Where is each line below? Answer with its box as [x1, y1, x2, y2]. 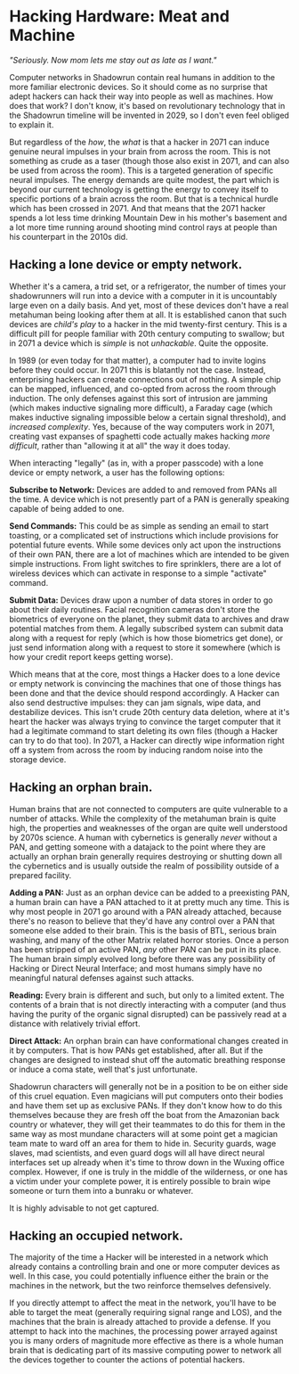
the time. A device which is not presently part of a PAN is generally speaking [9, 493, 290, 505]
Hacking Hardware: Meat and [9, 6, 230, 27]
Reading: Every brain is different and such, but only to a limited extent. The [9, 990, 285, 1000]
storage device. [9, 753, 67, 764]
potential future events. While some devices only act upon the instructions [9, 539, 282, 550]
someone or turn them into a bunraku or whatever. [9, 1185, 194, 1196]
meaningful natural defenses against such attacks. [9, 972, 194, 983]
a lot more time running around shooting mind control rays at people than [9, 221, 278, 233]
